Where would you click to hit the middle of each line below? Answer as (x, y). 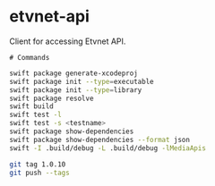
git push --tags (39, 173)
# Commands (30, 57)
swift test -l (36, 115)
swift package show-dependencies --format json (100, 139)
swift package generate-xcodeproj (74, 73)
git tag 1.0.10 (38, 164)
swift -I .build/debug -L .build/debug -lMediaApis (107, 148)
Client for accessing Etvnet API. (68, 41)
